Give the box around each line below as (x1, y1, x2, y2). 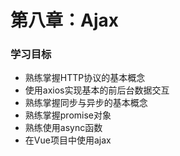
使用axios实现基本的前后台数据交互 (24, 84, 170, 96)
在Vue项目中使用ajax (24, 134, 112, 146)
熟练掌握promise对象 (24, 109, 112, 121)
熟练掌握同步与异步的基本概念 (24, 97, 148, 109)
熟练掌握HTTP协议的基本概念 (24, 72, 146, 84)
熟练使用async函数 (24, 122, 103, 134)
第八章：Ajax (10, 9, 119, 32)
